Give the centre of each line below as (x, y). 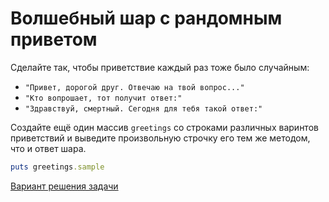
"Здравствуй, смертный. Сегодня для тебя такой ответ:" (143, 108)
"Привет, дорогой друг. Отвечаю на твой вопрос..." (134, 87)
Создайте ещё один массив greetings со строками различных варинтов (164, 127)
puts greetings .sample (57, 167)
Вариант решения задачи (64, 186)
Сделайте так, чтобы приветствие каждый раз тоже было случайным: (160, 67)
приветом (54, 39)
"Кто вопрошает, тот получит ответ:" (103, 98)
